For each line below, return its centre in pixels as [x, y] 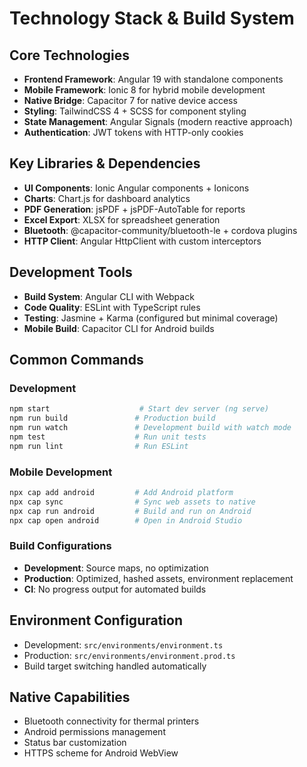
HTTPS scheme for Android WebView [101, 753]
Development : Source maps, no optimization [116, 568]
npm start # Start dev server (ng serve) [139, 409]
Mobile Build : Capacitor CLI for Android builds [119, 328]
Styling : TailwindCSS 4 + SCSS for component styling [135, 111]
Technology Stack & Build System [152, 18]
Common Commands [76, 360]
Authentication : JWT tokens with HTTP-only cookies [133, 132]
